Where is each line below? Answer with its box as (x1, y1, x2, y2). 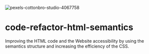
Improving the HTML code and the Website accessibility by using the (5, 38, 145, 44)
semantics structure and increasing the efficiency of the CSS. (5, 43, 129, 49)
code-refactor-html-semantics (5, 22, 133, 33)
